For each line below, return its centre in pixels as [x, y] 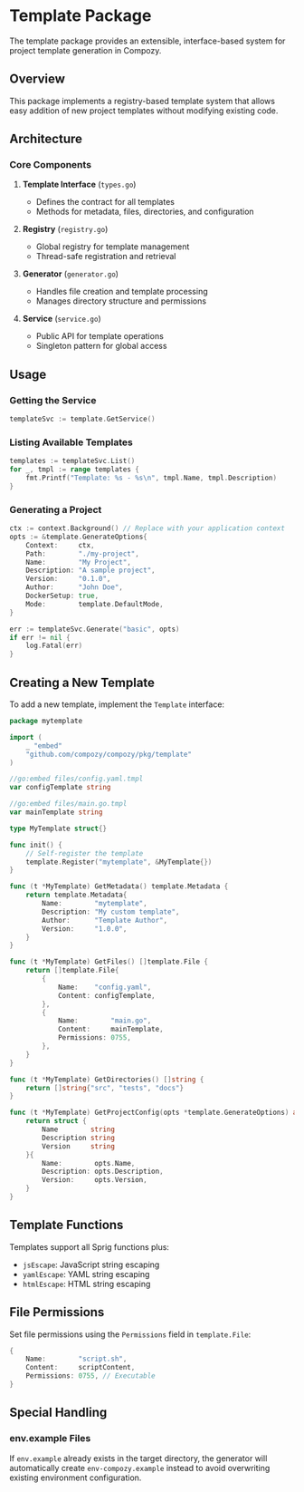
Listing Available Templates [71, 442]
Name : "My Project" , [78, 562]
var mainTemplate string [56, 812]
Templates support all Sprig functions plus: [90, 1246]
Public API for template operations [100, 336]
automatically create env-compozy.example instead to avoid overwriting [140, 1468]
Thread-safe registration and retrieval [106, 257]
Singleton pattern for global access [101, 346]
